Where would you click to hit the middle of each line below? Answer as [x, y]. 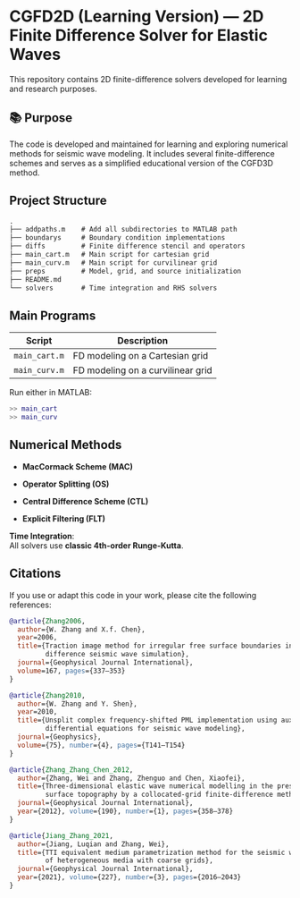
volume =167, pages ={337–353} [71, 671]
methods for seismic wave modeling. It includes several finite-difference [142, 153]
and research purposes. [53, 89]
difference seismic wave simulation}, [117, 655]
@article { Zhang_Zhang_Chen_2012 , [71, 770]
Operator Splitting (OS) [66, 484]
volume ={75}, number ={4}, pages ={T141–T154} [101, 745]
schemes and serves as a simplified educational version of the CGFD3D [142, 163]
